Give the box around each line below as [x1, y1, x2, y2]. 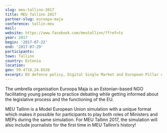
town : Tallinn [5, 53, 35, 59]
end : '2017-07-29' [5, 44, 43, 49]
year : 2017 [5, 35, 28, 40]
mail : [5, 26, 16, 31]
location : [5, 63, 26, 68]
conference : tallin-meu [5, 21, 55, 26]
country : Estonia [5, 58, 41, 63]
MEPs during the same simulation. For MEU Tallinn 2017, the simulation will [5, 117, 158, 123]
